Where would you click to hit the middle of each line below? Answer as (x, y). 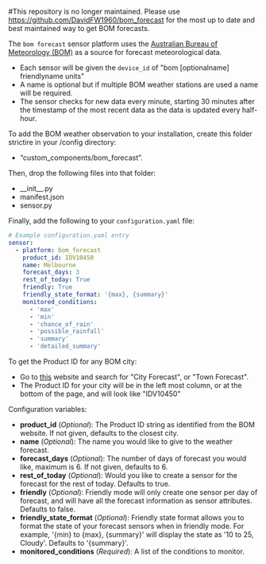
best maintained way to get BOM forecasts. (79, 28)
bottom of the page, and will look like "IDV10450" (100, 394)
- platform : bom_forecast (58, 250)
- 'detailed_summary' (65, 346)
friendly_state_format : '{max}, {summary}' (96, 294)
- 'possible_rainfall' (67, 332)
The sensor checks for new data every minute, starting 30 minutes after (137, 101)
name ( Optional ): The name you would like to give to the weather (126, 441)
